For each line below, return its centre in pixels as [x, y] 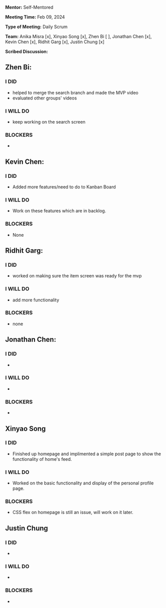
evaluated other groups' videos [44, 98]
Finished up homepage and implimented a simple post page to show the [87, 454]
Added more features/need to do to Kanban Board [64, 187]
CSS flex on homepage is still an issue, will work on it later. [73, 513]
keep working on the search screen [49, 122]
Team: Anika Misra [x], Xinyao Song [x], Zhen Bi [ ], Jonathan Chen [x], [78, 36]
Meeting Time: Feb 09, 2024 [35, 17]
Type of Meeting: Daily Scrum [36, 27]
